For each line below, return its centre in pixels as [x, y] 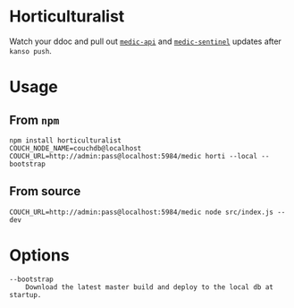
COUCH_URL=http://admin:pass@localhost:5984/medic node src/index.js [142, 212]
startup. [25, 295]
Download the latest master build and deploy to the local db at [150, 287]
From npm [34, 120]
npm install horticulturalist [66, 141]
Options [39, 255]
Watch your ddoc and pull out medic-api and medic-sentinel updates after [145, 41]
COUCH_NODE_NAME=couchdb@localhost [76, 148]
